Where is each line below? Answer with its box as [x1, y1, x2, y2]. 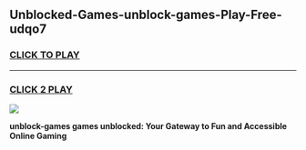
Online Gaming [9, 130, 67, 141]
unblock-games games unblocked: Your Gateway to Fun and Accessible [9, 120, 288, 131]
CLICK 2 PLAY [9, 83, 73, 95]
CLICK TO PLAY [9, 49, 80, 62]
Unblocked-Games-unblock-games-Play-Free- [9, 7, 282, 23]
